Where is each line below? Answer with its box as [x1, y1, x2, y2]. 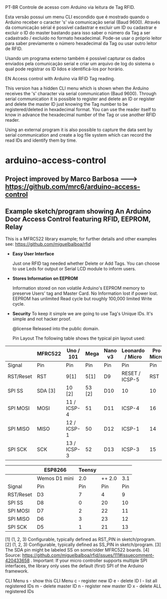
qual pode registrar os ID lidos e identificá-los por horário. [5, 66, 124, 72]
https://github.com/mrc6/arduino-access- [5, 182, 141, 191]
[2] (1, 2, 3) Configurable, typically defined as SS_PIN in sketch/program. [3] [5, 542, 162, 548]
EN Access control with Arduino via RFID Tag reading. [5, 76, 115, 81]
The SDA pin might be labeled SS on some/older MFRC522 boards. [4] [5, 547, 150, 553]
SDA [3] [37, 388, 56, 395]
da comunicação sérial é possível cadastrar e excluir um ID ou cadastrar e [5, 24, 157, 30]
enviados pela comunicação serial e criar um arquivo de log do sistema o [5, 61, 155, 66]
